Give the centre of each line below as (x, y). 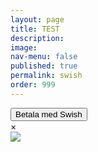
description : (37, 38)
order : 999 (33, 85)
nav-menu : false (44, 57)
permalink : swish (46, 76)
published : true (44, 66)
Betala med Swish (49, 114)
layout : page (37, 19)
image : (24, 47)
